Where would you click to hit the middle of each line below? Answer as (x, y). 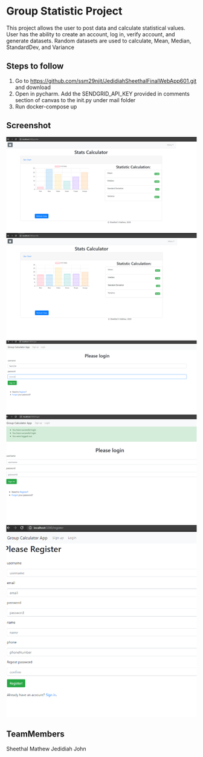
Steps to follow (35, 66)
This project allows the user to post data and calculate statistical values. (96, 28)
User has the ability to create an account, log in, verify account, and (91, 34)
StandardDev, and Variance (40, 47)
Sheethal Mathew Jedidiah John (46, 749)
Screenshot (29, 126)
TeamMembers (35, 734)
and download (33, 87)
